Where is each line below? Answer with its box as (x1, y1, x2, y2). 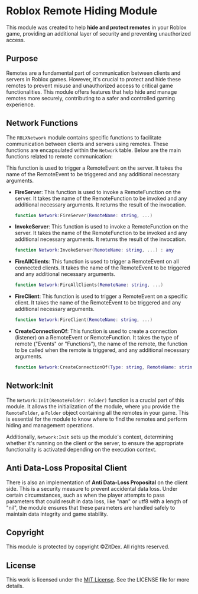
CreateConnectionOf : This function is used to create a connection (14, 328, 177, 335)
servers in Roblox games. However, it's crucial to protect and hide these (6, 75, 181, 82)
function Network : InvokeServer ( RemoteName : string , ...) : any (14, 247, 174, 253)
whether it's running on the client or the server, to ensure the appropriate (6, 439, 184, 446)
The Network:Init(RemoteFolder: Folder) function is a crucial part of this (6, 396, 184, 404)
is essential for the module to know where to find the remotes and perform (6, 415, 187, 423)
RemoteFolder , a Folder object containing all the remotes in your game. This (6, 409, 189, 416)
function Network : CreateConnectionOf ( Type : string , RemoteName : (14, 364, 177, 370)
